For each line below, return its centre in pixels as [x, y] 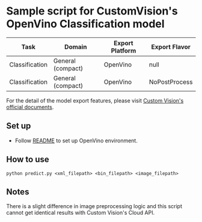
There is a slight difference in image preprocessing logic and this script [94, 206]
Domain [75, 46]
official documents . [30, 107]
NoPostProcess [171, 81]
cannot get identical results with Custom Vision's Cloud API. [81, 213]
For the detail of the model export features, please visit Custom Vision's [95, 100]
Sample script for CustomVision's [92, 11]
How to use [28, 160]
